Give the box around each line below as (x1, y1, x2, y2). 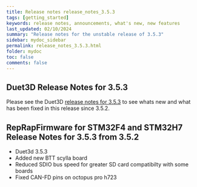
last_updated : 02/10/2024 (6, 25, 72, 32)
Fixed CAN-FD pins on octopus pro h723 (15, 174, 117, 181)
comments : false (6, 59, 47, 66)
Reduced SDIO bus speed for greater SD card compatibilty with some (15, 161, 189, 168)
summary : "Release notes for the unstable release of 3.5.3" (6, 32, 164, 38)
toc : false (6, 54, 34, 60)
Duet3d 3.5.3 (15, 148, 48, 155)
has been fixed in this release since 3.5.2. (6, 104, 110, 112)
